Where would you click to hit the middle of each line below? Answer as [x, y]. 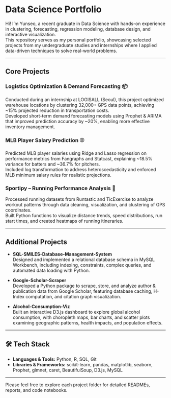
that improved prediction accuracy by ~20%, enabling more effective [78, 121]
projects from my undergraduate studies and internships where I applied [81, 45]
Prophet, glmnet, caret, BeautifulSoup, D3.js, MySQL [68, 370]
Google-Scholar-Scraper [39, 280]
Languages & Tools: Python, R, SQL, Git [54, 359]
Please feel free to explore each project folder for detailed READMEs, [78, 385]
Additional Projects [36, 242]
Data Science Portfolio [53, 9]
